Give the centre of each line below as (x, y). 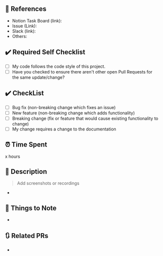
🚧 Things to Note (31, 208)
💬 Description (26, 172)
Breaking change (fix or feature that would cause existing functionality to (85, 118)
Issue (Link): (25, 26)
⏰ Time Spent (26, 145)
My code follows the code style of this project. (59, 66)
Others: (20, 36)
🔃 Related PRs (27, 236)
